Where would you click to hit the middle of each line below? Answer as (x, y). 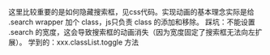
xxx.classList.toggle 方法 (98, 42)
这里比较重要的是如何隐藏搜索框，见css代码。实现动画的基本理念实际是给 (131, 12)
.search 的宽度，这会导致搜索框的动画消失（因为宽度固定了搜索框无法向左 (132, 32)
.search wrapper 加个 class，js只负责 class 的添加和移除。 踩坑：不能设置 (132, 22)
